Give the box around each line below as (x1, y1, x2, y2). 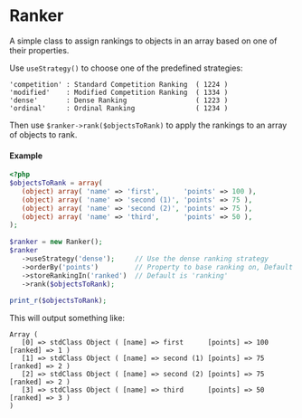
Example (9, 150, 43, 161)
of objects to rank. (9, 128, 78, 140)
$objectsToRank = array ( (9, 178, 103, 188)
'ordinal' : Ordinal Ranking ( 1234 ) (9, 103, 229, 113)
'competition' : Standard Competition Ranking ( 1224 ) (9, 80, 229, 89)
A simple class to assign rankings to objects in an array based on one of (9, 35, 278, 46)
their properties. (9, 44, 70, 55)
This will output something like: (9, 313, 125, 324)
